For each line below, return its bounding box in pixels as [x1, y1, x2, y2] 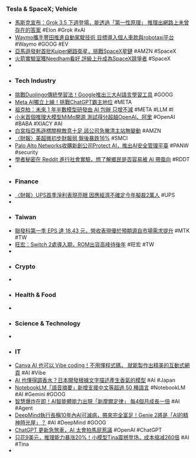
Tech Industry [14, 77, 56, 85]
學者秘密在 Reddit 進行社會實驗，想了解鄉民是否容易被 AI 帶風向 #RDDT [14, 155, 190, 162]
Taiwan [14, 213, 37, 221]
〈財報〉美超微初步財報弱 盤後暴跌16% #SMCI [14, 134, 128, 142]
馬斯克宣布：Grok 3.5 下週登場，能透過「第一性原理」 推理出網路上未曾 [14, 19, 189, 26]
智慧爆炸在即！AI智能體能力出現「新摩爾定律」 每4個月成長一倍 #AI [14, 398, 180, 405]
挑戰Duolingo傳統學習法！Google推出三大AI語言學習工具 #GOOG [14, 91, 173, 98]
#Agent [14, 404, 33, 412]
